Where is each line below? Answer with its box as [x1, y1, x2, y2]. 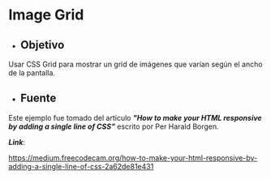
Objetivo [19, 38, 65, 52]
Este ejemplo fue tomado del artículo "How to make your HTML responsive [8, 113, 262, 122]
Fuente [19, 92, 57, 105]
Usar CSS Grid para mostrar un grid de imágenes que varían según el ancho [8, 59, 263, 69]
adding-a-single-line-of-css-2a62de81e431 [8, 161, 154, 171]
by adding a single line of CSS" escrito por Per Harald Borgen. [8, 121, 219, 131]
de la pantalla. [8, 68, 55, 78]
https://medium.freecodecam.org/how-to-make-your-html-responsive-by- [8, 152, 258, 163]
